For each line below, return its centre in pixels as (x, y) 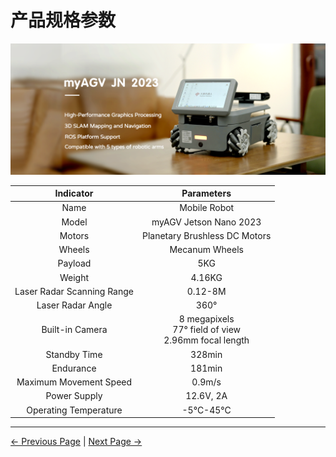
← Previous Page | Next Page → (76, 442)
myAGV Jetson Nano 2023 (206, 222)
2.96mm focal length (206, 340)
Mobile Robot (207, 208)
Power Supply (74, 396)
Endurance (74, 368)
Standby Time (74, 354)
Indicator (74, 193)
